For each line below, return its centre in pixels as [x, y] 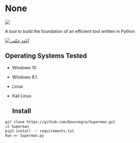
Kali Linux [22, 95]
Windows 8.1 [24, 77]
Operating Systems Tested [46, 56]
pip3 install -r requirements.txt [40, 131]
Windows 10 [24, 67]
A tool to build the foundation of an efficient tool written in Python [70, 31]
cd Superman [17, 127]
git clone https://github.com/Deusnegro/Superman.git [60, 122]
